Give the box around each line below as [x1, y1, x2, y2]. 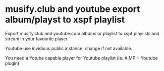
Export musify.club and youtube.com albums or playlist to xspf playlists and [5, 30, 160, 36]
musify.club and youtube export [5, 3, 140, 15]
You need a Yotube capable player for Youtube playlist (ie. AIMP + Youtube [5, 55, 158, 61]
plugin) [5, 60, 20, 66]
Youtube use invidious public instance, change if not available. [5, 45, 133, 51]
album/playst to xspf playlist [5, 14, 125, 25]
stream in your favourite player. [5, 36, 69, 42]
